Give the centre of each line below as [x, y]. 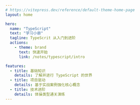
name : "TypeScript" [30, 28]
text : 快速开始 [33, 52]
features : [16, 66]
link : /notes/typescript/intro [52, 57]
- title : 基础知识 [28, 71]
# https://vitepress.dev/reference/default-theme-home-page [70, 10]
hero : [11, 24]
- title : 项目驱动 [28, 80]
